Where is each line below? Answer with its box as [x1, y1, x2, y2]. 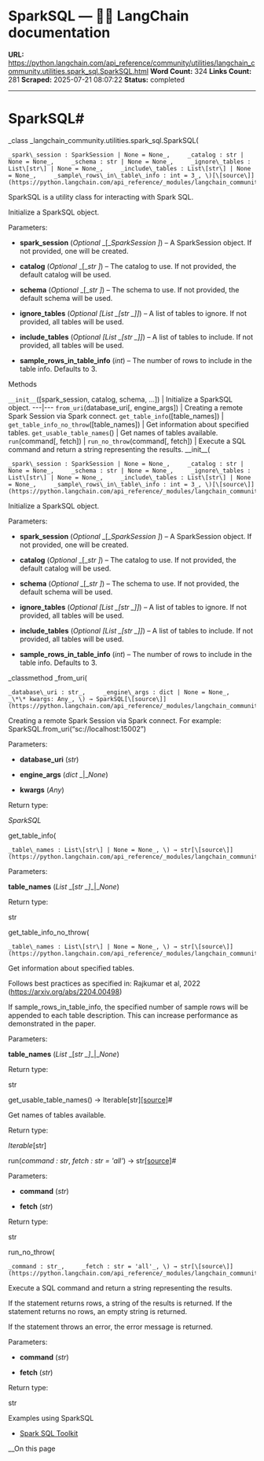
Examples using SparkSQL [8, 1413, 94, 1422]
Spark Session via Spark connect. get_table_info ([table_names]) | [8, 411, 224, 420]
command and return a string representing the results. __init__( [8, 444, 211, 454]
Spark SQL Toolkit [19, 1428, 79, 1437]
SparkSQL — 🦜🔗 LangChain [8, 7, 189, 25]
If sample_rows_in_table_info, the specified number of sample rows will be [8, 1002, 249, 1011]
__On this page [8, 1444, 57, 1453]
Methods [8, 379, 38, 388]
